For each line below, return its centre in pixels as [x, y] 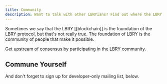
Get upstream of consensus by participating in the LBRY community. [75, 49]
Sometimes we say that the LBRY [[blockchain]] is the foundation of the [79, 28]
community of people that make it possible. [50, 39]
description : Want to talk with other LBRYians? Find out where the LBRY [84, 14]
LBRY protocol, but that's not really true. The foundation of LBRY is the [78, 34]
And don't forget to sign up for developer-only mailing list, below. [72, 76]
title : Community [23, 10]
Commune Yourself [36, 64]
